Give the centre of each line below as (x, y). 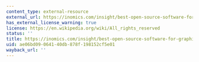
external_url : (24, 17)
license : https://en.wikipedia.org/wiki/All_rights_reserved (83, 28)
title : (14, 39)
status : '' (20, 34)
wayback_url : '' (26, 50)
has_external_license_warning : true (51, 22)
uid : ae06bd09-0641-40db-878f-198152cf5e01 (61, 45)
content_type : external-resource (47, 12)
